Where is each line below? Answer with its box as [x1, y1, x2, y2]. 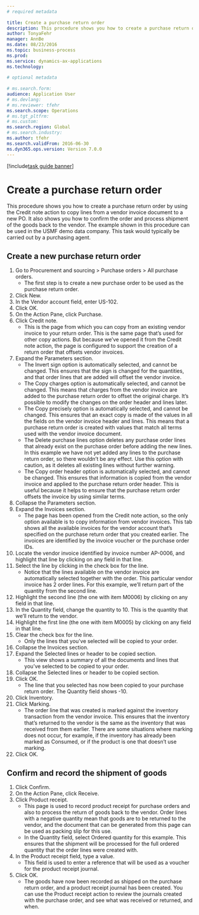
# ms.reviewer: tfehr [6, 102, 60, 108]
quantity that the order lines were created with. [24, 846, 138, 853]
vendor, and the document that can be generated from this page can [24, 822, 191, 829]
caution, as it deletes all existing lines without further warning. [24, 462, 175, 469]
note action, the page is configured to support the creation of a [24, 342, 178, 350]
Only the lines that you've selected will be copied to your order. [24, 638, 178, 645]
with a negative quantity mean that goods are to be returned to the [24, 815, 187, 822]
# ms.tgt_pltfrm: [6, 113, 50, 119]
